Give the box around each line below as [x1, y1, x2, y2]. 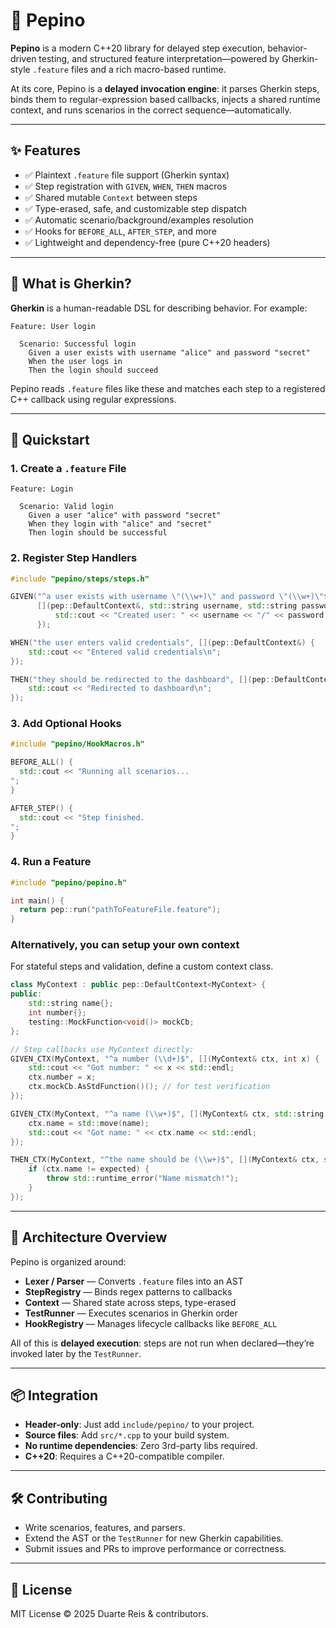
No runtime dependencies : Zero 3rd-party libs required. [24, 1440, 258, 1452]
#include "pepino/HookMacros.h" [10, 739, 145, 749]
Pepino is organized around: [10, 1255, 127, 1268]
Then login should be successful [28, 528, 168, 538]
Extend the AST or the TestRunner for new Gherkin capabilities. [24, 1532, 284, 1544]
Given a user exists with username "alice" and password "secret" [28, 347, 311, 358]
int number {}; [28, 1008, 87, 1018]
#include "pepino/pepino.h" [10, 877, 128, 888]
